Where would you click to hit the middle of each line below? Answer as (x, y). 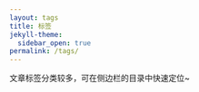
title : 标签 (30, 26)
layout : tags (34, 18)
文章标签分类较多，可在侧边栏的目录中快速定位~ (100, 78)
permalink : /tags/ (44, 51)
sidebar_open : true (55, 43)
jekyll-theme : (36, 34)
